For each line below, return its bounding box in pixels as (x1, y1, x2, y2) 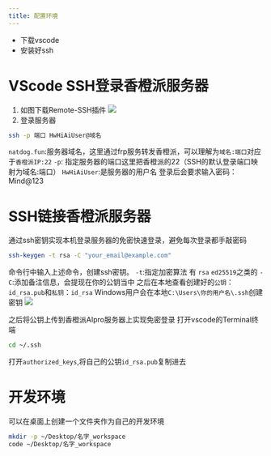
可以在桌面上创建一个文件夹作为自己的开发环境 (8, 416, 164, 426)
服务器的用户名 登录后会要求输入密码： (107, 167, 237, 177)
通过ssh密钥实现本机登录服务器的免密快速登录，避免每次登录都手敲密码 (8, 236, 248, 245)
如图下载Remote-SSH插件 (19, 104, 107, 114)
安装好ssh (19, 45, 54, 55)
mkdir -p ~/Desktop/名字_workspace (8, 433, 126, 441)
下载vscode (19, 35, 60, 45)
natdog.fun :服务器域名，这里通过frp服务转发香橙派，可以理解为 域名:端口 (8, 147, 248, 156)
